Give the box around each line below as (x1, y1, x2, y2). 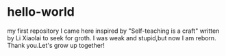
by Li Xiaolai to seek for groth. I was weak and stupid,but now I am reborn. (7, 33, 217, 42)
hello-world (7, 4, 75, 20)
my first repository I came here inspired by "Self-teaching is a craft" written (7, 27, 220, 35)
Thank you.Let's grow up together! (7, 41, 105, 49)
